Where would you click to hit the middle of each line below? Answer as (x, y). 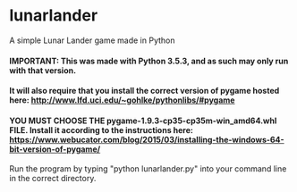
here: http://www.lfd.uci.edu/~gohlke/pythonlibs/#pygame (122, 100)
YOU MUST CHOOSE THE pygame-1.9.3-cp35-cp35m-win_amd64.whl (143, 121)
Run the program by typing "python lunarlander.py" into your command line (148, 169)
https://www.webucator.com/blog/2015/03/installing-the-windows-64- (147, 139)
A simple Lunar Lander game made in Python (92, 40)
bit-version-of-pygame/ (55, 149)
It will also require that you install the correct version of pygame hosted (144, 91)
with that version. (43, 70)
